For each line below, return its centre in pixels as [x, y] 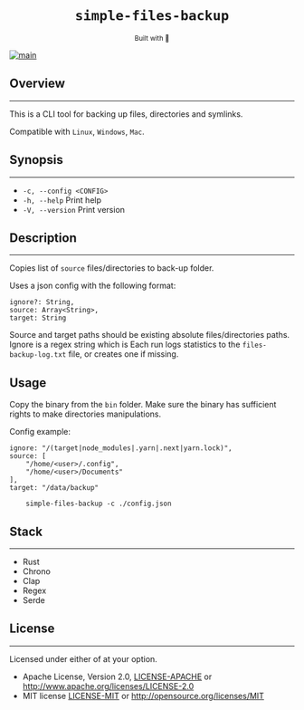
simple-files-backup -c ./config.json [99, 504]
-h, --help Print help [62, 200]
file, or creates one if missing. [123, 354]
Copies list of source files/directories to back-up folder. [112, 268]
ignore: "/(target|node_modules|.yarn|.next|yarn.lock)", [121, 448]
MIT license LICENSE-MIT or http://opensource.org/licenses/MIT [143, 696]
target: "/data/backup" [54, 488]
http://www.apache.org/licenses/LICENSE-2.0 [108, 686]
